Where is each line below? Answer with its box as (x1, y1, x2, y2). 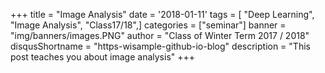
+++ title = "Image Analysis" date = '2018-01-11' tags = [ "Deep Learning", (10, 9, 315, 20)
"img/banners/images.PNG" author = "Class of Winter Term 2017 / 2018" (10, 30, 310, 41)
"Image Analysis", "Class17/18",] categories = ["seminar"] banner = (10, 19, 287, 31)
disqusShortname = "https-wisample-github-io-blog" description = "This (10, 40, 311, 52)
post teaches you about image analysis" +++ (10, 51, 196, 63)
